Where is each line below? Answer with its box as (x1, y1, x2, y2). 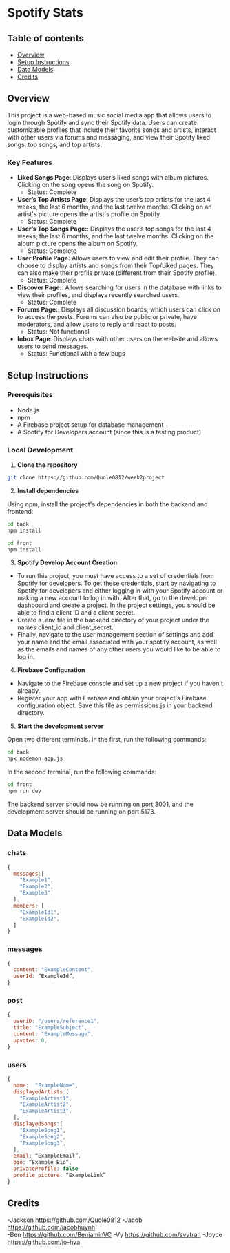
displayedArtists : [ (13, 1088, 70, 1096)
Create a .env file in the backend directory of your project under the (17, 616, 210, 624)
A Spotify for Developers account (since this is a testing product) (17, 428, 202, 436)
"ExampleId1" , (19, 908, 60, 916)
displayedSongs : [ (13, 1120, 63, 1127)
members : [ (13, 902, 45, 909)
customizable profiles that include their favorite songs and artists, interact (7, 126, 217, 134)
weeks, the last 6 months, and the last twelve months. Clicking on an (17, 202, 212, 211)
